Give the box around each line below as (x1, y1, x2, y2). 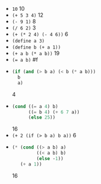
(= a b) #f (11, 56, 38, 63)
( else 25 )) (28, 114, 56, 120)
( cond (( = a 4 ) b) (11, 103, 58, 110)
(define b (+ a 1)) (11, 44, 61, 50)
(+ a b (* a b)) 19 (11, 50, 60, 56)
